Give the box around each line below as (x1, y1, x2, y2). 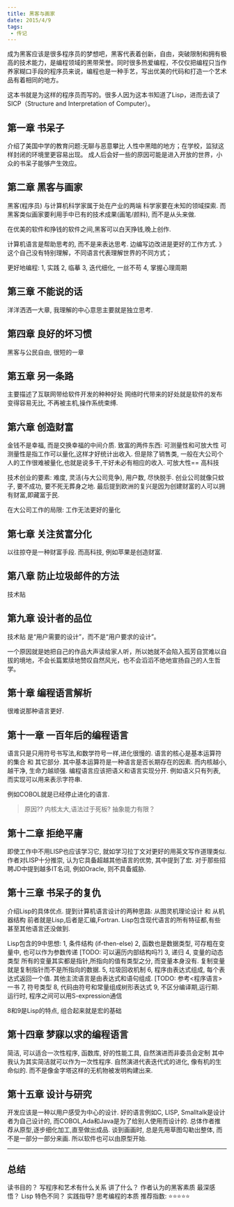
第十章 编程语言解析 (7, 687, 92, 699)
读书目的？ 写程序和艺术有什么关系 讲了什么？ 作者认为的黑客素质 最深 (7, 1183, 210, 1192)
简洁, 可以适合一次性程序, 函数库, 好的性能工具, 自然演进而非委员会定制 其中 (7, 1049, 224, 1057)
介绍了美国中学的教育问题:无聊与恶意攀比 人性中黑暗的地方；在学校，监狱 (7, 142, 218, 150)
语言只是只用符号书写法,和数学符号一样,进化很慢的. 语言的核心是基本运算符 (7, 749, 222, 757)
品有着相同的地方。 (7, 76, 63, 84)
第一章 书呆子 (7, 121, 65, 133)
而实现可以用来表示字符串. (7, 776, 83, 784)
